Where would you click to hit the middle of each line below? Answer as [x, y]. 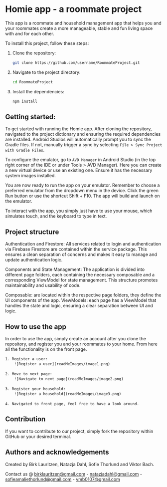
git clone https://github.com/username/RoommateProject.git [76, 63]
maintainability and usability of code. [43, 285]
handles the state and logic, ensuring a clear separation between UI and [79, 306]
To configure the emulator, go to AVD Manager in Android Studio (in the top [81, 160]
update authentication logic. [34, 260]
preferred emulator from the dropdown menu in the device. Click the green [82, 191]
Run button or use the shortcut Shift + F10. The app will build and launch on [83, 196]
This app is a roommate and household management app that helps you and [83, 23]
